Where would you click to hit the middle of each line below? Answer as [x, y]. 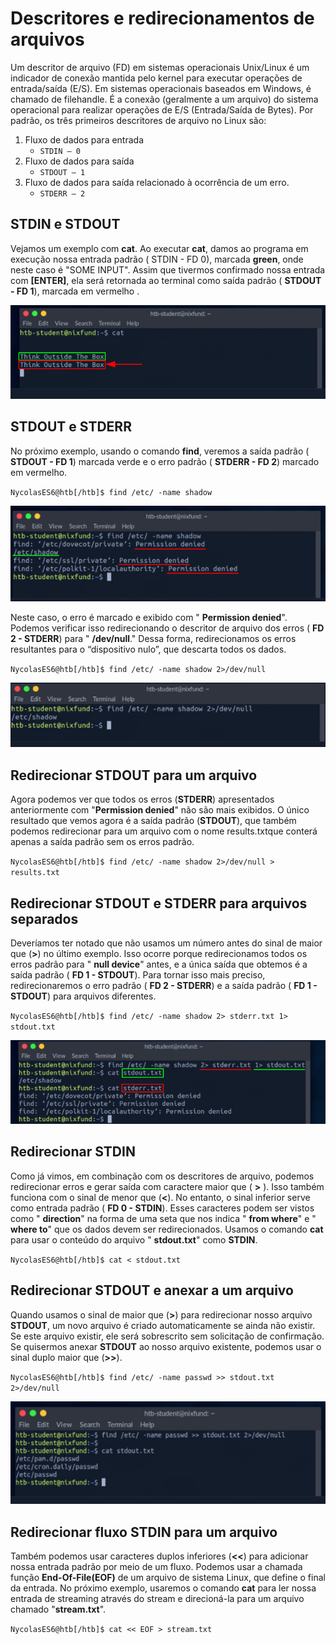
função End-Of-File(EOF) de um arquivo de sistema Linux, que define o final [168, 1578]
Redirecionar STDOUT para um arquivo [134, 775]
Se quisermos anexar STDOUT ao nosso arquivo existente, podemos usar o [166, 1346]
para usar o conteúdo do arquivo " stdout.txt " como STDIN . [134, 1239]
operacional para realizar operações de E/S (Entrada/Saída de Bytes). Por [162, 109]
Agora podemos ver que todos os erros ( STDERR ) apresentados [142, 799]
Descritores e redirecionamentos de [162, 18]
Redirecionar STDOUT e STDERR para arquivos [159, 903]
